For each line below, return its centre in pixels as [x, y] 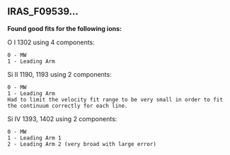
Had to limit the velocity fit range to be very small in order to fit [115, 99]
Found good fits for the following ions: [65, 28]
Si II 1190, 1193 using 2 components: [59, 74]
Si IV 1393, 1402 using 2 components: [62, 118]
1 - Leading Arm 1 [34, 138]
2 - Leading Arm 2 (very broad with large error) [82, 144]
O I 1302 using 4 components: [51, 42]
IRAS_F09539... [43, 12]
